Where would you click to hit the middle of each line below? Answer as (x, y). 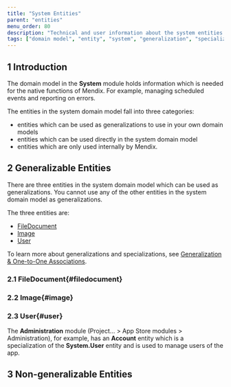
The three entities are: (38, 212)
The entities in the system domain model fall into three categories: (101, 111)
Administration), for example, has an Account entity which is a (96, 338)
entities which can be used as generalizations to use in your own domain (120, 124)
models (27, 132)
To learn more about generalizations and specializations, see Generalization (114, 254)
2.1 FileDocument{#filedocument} (65, 279)
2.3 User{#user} (35, 316)
